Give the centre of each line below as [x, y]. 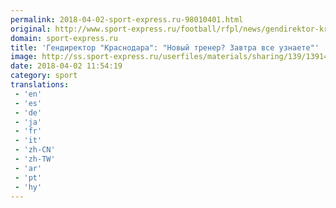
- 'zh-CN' [35, 150]
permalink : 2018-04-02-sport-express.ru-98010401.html [127, 19]
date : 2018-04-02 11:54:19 [66, 66]
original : [31, 29]
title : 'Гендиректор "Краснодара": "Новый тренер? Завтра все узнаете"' [165, 47]
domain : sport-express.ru [64, 38]
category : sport [44, 76]
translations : [40, 85]
